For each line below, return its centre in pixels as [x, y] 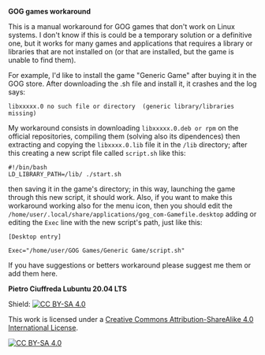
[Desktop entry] [35, 237]
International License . [43, 327]
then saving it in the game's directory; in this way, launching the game [122, 189]
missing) [22, 113]
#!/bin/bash [28, 168]
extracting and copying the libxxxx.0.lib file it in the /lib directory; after [128, 144]
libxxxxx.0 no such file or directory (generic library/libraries [121, 106]
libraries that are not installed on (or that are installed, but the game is [121, 52]
